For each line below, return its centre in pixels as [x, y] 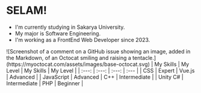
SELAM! [26, 10]
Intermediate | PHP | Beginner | [45, 83]
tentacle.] [144, 58]
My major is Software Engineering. [58, 33]
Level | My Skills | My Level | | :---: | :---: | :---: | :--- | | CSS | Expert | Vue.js [100, 70]
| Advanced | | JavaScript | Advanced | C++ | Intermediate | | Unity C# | [95, 77]
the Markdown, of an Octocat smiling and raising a [69, 58]
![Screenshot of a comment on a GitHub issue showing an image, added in [98, 51]
